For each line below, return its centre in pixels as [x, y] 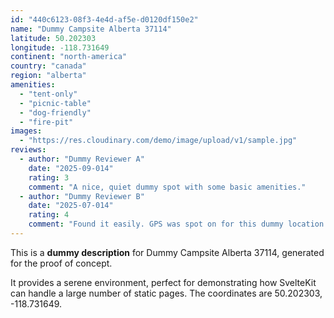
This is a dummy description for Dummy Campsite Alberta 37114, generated [167, 252]
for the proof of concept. [61, 263]
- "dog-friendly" [55, 112]
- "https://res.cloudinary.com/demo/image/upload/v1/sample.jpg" [158, 141]
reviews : [28, 150]
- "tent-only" [48, 94]
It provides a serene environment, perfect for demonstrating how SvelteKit [163, 282]
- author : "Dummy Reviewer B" [82, 196]
